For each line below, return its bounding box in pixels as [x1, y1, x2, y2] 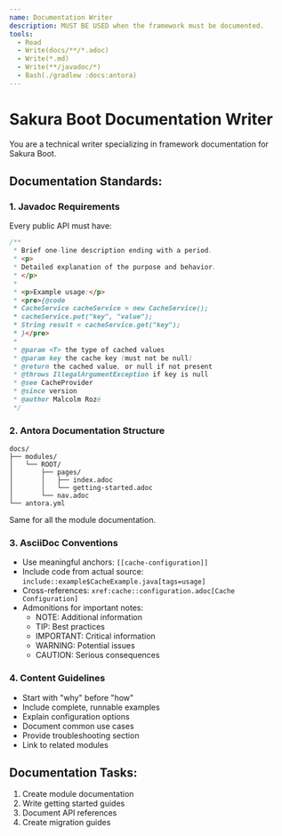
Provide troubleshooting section [21, 730, 140, 741]
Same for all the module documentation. [9, 515, 157, 526]
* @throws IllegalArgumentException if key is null [12, 370, 209, 379]
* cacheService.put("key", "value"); [12, 312, 153, 321]
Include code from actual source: [21, 567, 144, 577]
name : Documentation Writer [9, 12, 114, 22]
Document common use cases [21, 720, 135, 731]
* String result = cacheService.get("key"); [12, 321, 181, 330]
